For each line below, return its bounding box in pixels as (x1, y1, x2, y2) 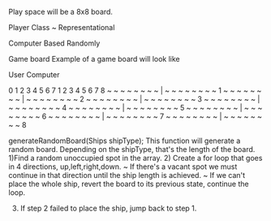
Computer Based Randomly (8, 38, 101, 48)
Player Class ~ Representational (8, 23, 115, 32)
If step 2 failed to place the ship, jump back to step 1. (19, 203, 197, 213)
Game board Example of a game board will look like (8, 54, 180, 63)
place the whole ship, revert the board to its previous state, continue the (8, 179, 249, 188)
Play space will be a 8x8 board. (8, 7, 114, 16)
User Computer (8, 70, 60, 80)
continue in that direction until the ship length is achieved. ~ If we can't (8, 171, 246, 180)
